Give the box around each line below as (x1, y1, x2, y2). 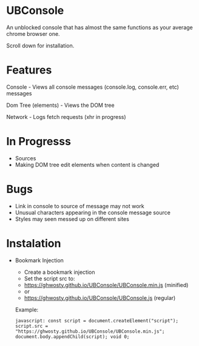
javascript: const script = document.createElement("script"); (15, 317, 179, 324)
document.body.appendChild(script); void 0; (15, 333, 130, 340)
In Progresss (6, 135, 72, 149)
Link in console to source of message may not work (15, 202, 144, 209)
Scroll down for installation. (6, 42, 75, 49)
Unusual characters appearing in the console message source (15, 209, 171, 216)
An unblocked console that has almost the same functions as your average (6, 24, 193, 31)
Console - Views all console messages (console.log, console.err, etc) (6, 83, 179, 90)
